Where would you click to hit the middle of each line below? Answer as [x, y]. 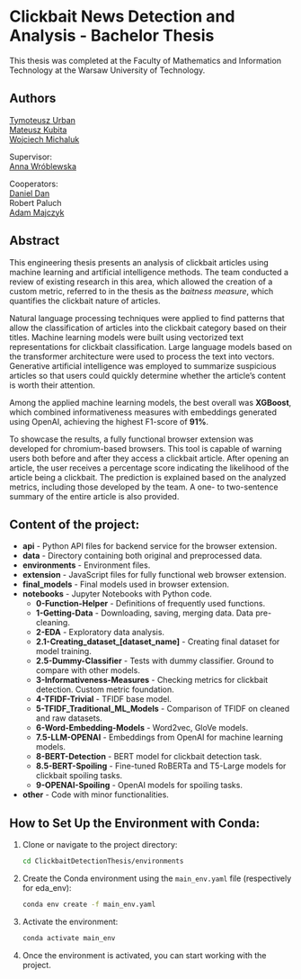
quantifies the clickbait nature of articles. [85, 301]
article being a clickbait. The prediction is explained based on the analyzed [148, 477]
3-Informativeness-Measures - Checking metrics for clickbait [152, 680]
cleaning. [53, 623]
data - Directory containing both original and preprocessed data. [142, 556]
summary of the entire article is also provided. [94, 496]
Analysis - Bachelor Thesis [112, 36]
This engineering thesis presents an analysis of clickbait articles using [139, 262]
